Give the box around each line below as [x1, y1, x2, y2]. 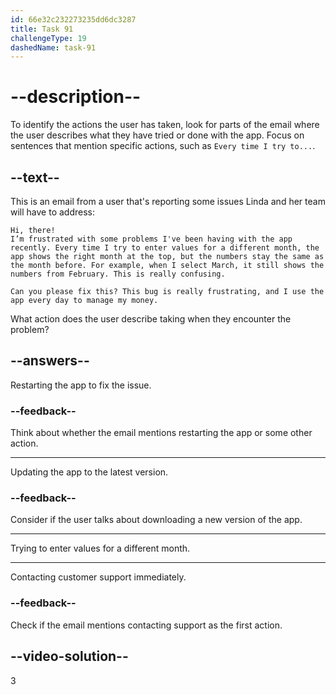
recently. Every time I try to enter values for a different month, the [10, 243, 320, 253]
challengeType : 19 [10, 33, 87, 43]
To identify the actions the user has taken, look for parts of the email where [10, 119, 320, 131]
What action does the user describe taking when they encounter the [10, 313, 292, 325]
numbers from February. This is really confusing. [10, 269, 226, 279]
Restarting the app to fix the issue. [10, 379, 152, 391]
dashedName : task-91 [10, 42, 97, 53]
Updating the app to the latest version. [10, 466, 169, 478]
